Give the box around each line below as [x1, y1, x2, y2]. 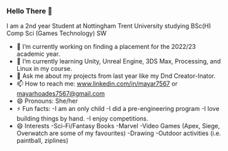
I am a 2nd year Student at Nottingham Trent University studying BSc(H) [6, 22, 211, 30]
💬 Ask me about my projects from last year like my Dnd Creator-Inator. [16, 72, 216, 80]
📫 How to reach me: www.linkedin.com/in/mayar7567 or [16, 79, 178, 88]
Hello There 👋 [6, 6, 53, 16]
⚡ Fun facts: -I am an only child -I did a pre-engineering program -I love [16, 105, 220, 113]
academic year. [16, 50, 61, 58]
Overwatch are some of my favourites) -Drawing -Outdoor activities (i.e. [16, 129, 221, 137]
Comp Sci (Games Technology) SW [6, 29, 107, 37]
